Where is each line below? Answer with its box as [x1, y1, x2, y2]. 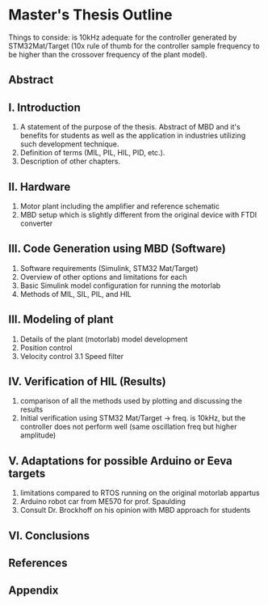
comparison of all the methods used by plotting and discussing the [19, 396, 242, 406]
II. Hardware [8, 180, 71, 193]
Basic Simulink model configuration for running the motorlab [19, 281, 221, 290]
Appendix [8, 584, 59, 598]
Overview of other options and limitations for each [19, 272, 187, 281]
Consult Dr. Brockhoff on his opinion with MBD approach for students [19, 506, 251, 515]
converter [19, 218, 53, 228]
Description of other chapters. [19, 156, 121, 167]
